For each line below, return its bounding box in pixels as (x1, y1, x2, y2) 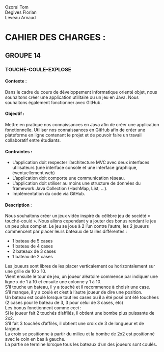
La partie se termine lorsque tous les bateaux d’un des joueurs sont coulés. (5, 341, 157, 348)
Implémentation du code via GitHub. (12, 191, 85, 197)
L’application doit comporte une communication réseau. (12, 175, 125, 181)
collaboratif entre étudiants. (5, 137, 61, 143)
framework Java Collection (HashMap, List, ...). (12, 186, 108, 191)
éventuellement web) (12, 170, 55, 176)
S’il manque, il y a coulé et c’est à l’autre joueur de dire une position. (5, 289, 142, 295)
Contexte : (5, 78, 27, 84)
